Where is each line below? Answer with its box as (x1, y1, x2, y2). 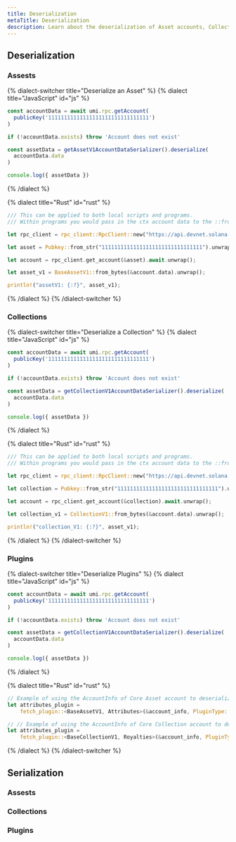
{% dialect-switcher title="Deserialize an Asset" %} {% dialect (7, 87, 188, 95)
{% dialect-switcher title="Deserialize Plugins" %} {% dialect (7, 569, 184, 578)
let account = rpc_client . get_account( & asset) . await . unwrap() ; (7, 256, 197, 264)
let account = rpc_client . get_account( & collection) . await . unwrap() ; (7, 497, 212, 505)
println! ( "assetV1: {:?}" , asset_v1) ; (7, 282, 121, 289)
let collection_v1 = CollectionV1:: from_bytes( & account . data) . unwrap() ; (7, 511, 225, 518)
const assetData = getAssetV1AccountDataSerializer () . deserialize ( (7, 146, 209, 153)
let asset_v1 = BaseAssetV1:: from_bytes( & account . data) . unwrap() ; (7, 269, 206, 276)
